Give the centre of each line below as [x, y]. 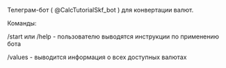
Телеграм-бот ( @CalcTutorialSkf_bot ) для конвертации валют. [100, 10]
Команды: [22, 23]
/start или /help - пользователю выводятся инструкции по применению [113, 36]
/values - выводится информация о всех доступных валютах [97, 57]
